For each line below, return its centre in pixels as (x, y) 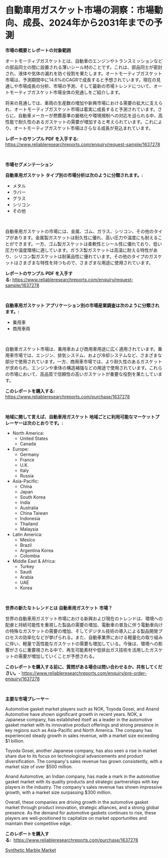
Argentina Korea (36, 550)
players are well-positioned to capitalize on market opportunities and (76, 818)
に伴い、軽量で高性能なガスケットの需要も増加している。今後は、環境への (82, 644)
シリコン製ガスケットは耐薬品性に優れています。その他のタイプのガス (86, 256)
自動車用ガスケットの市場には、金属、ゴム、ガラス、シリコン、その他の (79, 231)
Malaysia (29, 529)
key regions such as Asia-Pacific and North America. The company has (79, 730)
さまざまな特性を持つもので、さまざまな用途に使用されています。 (86, 263)
